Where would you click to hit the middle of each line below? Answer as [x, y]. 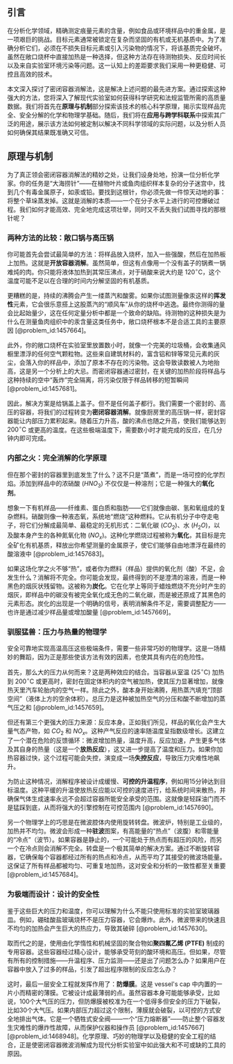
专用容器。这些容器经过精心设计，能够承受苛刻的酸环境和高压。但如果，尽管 [116, 951]
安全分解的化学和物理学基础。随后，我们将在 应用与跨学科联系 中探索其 [119, 115]
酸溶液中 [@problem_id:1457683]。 [58, 554]
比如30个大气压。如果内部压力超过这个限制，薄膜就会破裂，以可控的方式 [111, 1010]
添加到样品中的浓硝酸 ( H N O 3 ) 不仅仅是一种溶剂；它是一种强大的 [111, 484]
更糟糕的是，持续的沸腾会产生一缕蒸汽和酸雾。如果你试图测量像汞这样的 [110, 295]
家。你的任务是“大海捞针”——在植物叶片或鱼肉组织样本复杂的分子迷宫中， [113, 183]
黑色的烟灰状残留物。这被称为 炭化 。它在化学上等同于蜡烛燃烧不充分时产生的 [116, 586]
